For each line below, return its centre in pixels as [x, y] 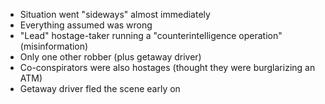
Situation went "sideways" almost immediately [115, 14]
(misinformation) [54, 46]
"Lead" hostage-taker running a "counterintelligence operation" [151, 35]
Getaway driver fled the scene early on [100, 88]
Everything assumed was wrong [86, 25]
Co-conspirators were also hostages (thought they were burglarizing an [167, 67]
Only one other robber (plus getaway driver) [110, 57]
